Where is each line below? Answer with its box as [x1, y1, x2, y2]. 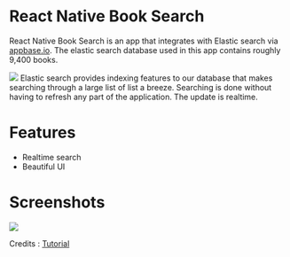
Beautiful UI [21, 161, 66, 172]
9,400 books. [9, 54, 59, 65]
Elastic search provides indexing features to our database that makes [20, 73, 273, 83]
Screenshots [9, 192, 106, 213]
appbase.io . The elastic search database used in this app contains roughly [9, 44, 281, 55]
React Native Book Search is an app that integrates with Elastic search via [9, 35, 278, 46]
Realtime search [21, 152, 82, 162]
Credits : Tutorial [9, 238, 70, 249]
